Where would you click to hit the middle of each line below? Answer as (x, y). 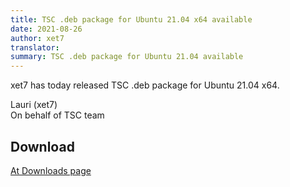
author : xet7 (37, 38)
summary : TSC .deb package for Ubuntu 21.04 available (127, 57)
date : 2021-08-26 (46, 29)
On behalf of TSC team (57, 115)
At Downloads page (51, 170)
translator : (35, 47)
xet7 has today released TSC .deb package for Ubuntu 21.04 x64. (145, 85)
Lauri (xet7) (34, 105)
